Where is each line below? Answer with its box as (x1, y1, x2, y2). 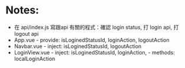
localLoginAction (14, 55, 56, 62)
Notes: (5, 4, 40, 17)
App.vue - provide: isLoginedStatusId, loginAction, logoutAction (14, 36, 170, 43)
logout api (14, 30, 39, 37)
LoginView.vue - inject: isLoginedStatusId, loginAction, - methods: (14, 49, 175, 56)
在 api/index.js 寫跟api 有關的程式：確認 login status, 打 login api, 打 (14, 23, 179, 30)
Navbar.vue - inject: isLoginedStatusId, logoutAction (14, 42, 142, 50)
